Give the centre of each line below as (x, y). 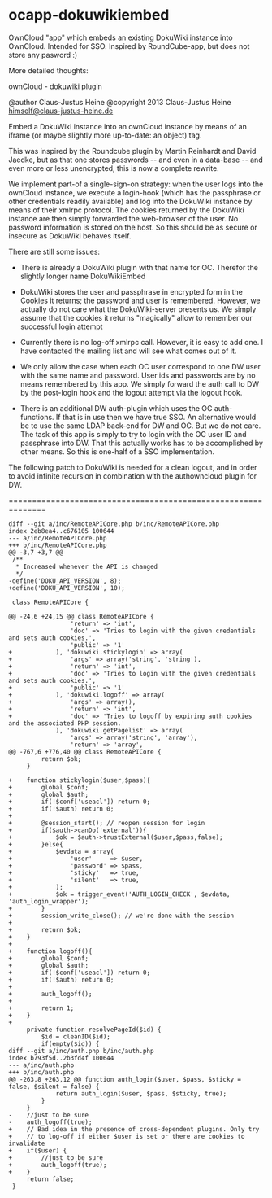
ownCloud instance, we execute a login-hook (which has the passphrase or (135, 192)
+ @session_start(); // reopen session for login (107, 823)
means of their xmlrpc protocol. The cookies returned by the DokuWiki (127, 210)
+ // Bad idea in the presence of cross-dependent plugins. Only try (134, 1129)
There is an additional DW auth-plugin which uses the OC (116, 408)
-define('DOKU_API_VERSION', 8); (65, 581)
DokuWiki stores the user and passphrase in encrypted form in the (132, 291)
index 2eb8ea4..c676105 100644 (61, 531)
